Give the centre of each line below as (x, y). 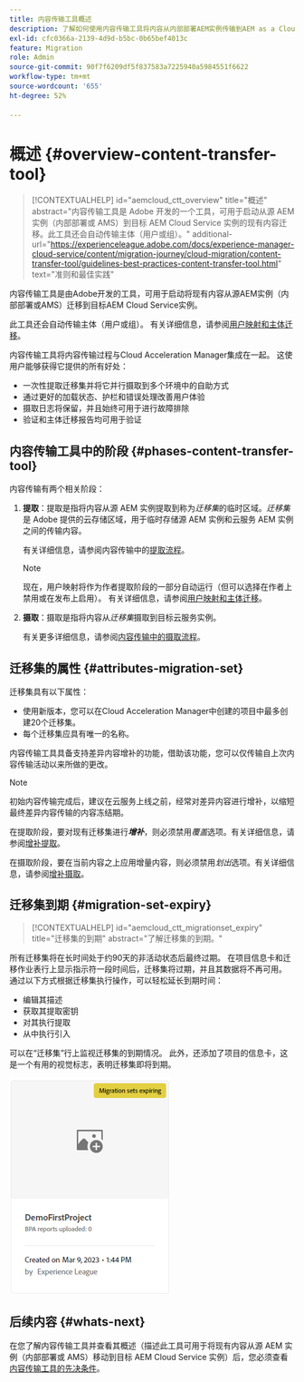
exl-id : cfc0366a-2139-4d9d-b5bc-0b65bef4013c (99, 38)
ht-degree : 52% (38, 95)
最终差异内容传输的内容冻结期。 (69, 813)
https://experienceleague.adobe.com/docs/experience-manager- (172, 244)
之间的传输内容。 (54, 531)
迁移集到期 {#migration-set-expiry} (111, 905)
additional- (212, 234)
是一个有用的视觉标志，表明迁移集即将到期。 (93, 1064)
